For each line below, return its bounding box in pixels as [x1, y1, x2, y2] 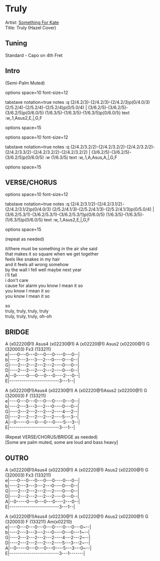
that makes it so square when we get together [5, 251, 99, 257]
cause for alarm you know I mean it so [5, 282, 83, 288]
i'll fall [5, 272, 17, 278]
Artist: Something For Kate [5, 19, 59, 25]
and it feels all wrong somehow [5, 262, 69, 268]
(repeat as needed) [5, 236, 45, 242]
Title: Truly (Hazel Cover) [5, 24, 56, 30]
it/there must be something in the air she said [5, 246, 98, 252]
